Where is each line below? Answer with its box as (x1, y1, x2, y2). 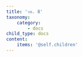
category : (17, 20, 41, 26)
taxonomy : (6, 14, 31, 20)
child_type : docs (6, 31, 49, 37)
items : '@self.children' (17, 42, 78, 48)
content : (6, 36, 28, 42)
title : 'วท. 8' (6, 8, 43, 15)
